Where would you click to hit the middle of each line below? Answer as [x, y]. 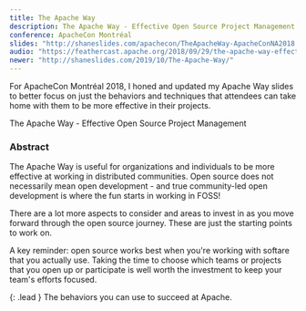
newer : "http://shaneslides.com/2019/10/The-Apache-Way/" [122, 60]
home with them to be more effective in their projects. [110, 105]
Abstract [30, 147]
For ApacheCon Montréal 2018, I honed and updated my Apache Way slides [152, 86]
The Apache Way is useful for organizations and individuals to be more [142, 167]
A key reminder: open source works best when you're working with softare [149, 251]
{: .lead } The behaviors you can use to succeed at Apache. [121, 297]
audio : [22, 52]
